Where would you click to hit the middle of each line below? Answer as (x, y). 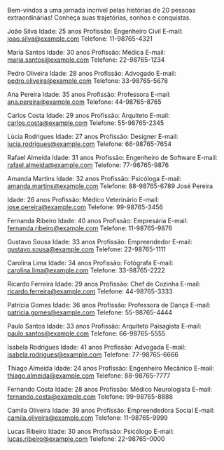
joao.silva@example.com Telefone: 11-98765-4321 (80, 39)
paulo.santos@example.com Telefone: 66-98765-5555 (86, 333)
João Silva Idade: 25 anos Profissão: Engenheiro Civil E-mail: (95, 31)
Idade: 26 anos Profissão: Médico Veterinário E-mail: (83, 200)
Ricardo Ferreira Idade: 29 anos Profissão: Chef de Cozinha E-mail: (104, 284)
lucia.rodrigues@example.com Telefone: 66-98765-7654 (89, 144)
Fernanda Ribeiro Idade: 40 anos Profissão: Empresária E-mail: (98, 221)
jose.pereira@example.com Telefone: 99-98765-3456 (85, 207)
